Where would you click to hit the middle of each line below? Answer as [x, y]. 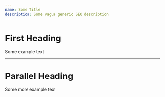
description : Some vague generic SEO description [57, 14]
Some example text [25, 52]
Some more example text [30, 89]
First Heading [33, 38]
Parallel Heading [39, 76]
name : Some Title [23, 10]
